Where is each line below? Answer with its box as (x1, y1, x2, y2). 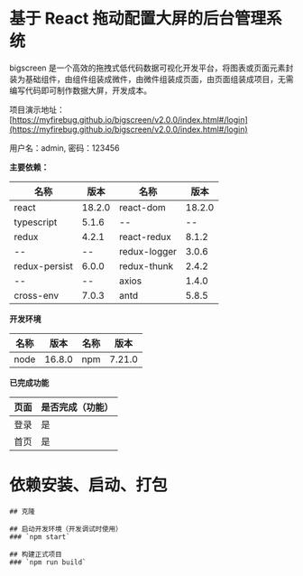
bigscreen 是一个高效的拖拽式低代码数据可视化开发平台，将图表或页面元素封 (9, 62, 294, 73)
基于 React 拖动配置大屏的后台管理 (9, 8, 267, 29)
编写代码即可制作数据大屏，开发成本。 (9, 85, 151, 96)
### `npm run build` (9, 557, 87, 567)
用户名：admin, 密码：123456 (9, 142, 120, 153)
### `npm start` (9, 532, 70, 542)
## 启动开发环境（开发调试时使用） (9, 525, 123, 534)
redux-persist (14, 259, 74, 272)
